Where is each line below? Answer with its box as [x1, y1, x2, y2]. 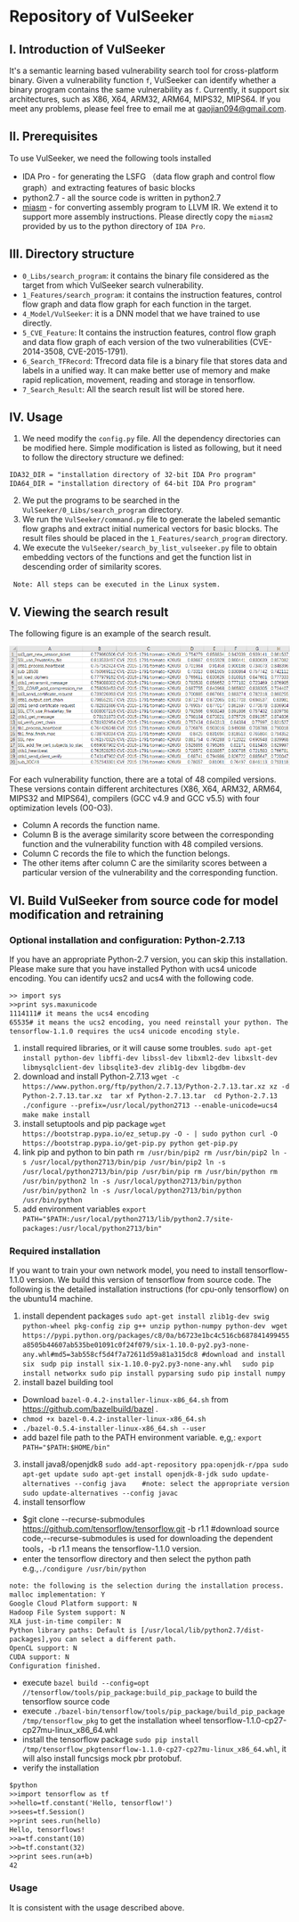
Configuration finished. [9, 1662, 101, 1671]
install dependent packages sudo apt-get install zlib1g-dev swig [21, 1310, 270, 1321]
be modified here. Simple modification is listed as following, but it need [21, 443, 282, 454]
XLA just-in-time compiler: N [9, 1617, 122, 1626]
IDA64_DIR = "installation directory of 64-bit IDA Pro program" [9, 480, 256, 489]
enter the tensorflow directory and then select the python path [21, 1554, 252, 1565]
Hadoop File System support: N [9, 1608, 125, 1617]
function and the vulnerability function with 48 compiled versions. [21, 839, 264, 850]
